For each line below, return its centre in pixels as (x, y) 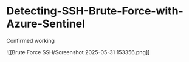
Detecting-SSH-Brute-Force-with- (95, 11)
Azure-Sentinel (46, 24)
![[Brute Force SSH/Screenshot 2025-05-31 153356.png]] (78, 52)
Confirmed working (30, 40)
